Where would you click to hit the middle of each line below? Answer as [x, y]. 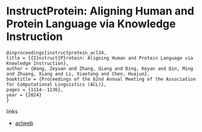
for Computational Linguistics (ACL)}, [57, 84]
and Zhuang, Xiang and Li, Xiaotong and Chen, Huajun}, [78, 74]
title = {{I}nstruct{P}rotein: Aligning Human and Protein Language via [100, 58]
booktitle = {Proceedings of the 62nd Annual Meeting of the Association [101, 79]
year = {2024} [24, 95]
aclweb [24, 123]
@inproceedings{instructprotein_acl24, [57, 52]
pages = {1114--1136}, [35, 90]
